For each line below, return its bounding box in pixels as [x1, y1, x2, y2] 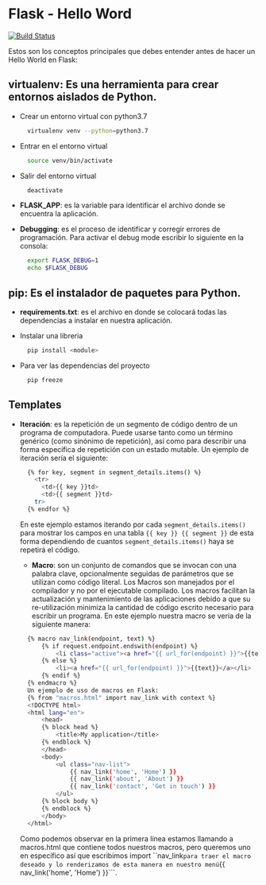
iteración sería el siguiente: [19, 453, 109, 462]
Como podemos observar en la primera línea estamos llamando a [19, 833, 234, 843]
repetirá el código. [19, 545, 80, 555]
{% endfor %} [27, 505, 71, 513]
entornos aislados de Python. [8, 91, 157, 104]
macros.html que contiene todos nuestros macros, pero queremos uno [19, 842, 252, 852]
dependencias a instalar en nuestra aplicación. [19, 315, 173, 325]
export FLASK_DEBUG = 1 [27, 257, 99, 265]
